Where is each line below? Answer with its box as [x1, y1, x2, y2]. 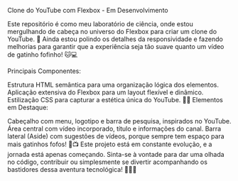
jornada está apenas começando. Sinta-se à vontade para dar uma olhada [7, 150, 225, 158]
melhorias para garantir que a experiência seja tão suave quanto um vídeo [7, 43, 225, 50]
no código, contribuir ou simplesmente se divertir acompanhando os [7, 158, 208, 166]
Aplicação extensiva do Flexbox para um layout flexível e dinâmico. [7, 88, 204, 97]
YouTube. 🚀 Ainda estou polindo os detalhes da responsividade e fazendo [7, 35, 224, 43]
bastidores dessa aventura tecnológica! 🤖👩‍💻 [7, 165, 137, 173]
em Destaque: [7, 103, 48, 111]
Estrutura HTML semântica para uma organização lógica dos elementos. [7, 81, 219, 89]
